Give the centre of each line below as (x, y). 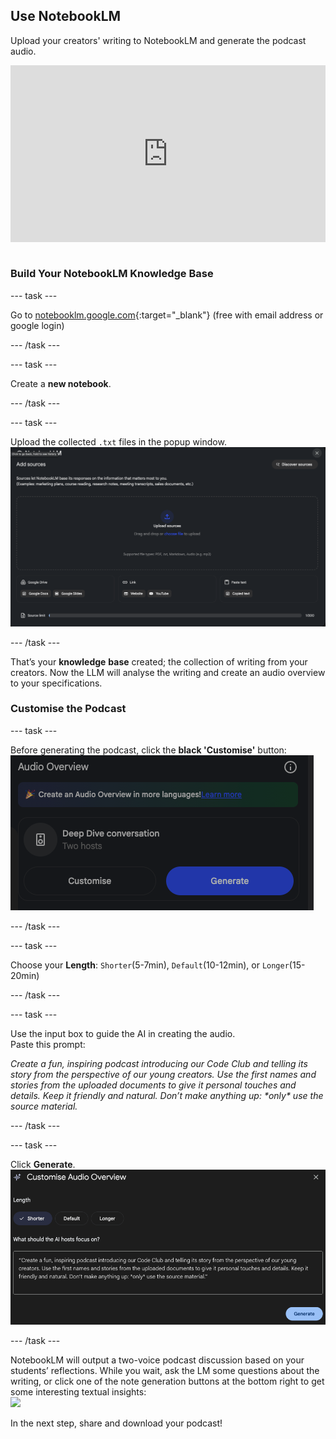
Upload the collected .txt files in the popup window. (118, 441)
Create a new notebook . (61, 383)
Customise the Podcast (68, 709)
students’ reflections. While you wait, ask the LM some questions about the (165, 1371)
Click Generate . (43, 1164)
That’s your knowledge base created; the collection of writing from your (159, 661)
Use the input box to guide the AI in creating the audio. (123, 1033)
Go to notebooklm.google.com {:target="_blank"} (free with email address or (167, 315)
